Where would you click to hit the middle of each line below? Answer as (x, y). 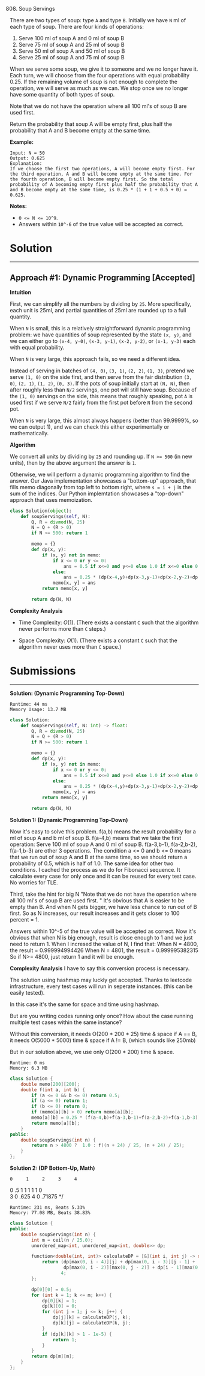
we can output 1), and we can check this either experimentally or (90, 427)
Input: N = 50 (28, 153)
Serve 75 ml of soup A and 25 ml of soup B (71, 45)
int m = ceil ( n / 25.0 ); (62, 1240)
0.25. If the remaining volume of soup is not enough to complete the (94, 82)
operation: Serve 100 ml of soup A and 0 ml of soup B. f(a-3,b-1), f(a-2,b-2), (103, 844)
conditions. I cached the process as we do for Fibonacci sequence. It (95, 869)
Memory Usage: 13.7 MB (38, 709)
